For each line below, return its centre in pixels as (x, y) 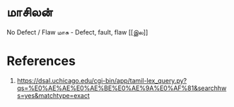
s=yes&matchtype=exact (53, 95)
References (41, 61)
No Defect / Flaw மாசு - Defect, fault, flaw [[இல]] (77, 32)
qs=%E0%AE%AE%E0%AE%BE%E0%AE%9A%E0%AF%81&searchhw (122, 88)
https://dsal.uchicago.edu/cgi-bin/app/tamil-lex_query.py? (102, 80)
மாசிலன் (30, 12)
